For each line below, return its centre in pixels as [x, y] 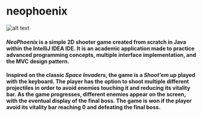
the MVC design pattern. [38, 61]
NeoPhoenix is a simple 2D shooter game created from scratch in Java [96, 42]
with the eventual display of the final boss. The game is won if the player [99, 101]
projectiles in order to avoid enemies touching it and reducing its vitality [98, 88]
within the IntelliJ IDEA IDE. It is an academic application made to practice [100, 48]
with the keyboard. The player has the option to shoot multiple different [98, 82]
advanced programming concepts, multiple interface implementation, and [101, 55]
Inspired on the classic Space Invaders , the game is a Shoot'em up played [101, 75]
